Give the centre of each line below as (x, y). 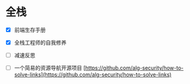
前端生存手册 (30, 30)
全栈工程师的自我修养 (40, 43)
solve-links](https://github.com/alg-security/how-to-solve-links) (93, 74)
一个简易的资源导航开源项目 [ (50, 68)
